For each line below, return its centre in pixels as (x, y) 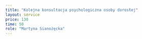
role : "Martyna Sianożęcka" (35, 29)
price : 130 (17, 19)
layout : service (22, 15)
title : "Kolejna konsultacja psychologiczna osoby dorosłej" (72, 10)
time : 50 (15, 24)
